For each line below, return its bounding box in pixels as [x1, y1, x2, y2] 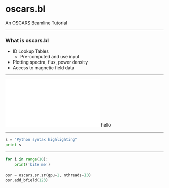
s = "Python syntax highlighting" [5, 137, 78, 142]
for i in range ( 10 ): [5, 157, 49, 162]
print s [5, 142, 22, 148]
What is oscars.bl [5, 37, 49, 44]
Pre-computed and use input [20, 54, 80, 60]
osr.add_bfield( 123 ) [5, 178, 49, 183]
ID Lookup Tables [12, 48, 49, 54]
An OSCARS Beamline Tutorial [5, 20, 68, 26]
